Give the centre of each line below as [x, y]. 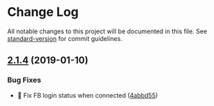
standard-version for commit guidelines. [65, 38]
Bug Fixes [24, 80]
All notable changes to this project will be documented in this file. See [107, 31]
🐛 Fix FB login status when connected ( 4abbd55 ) [87, 95]
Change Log [43, 12]
